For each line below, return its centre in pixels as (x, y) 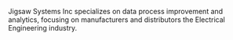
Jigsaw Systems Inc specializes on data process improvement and (116, 11)
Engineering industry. (43, 28)
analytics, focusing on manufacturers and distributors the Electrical (116, 20)
